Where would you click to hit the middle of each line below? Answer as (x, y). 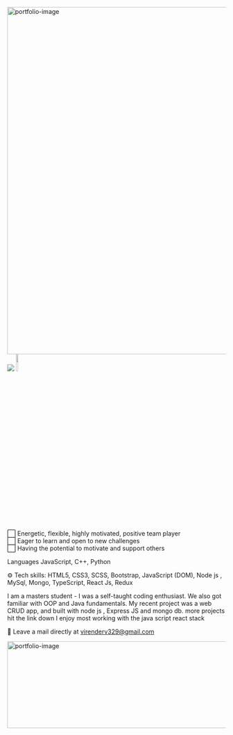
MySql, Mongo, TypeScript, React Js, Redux (70, 583)
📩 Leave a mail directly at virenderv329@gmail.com (81, 631)
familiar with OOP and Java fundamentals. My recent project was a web (110, 603)
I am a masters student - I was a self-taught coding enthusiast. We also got (114, 596)
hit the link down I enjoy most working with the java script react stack (106, 618)
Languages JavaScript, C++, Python (59, 562)
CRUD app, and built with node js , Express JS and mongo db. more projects (116, 611)
